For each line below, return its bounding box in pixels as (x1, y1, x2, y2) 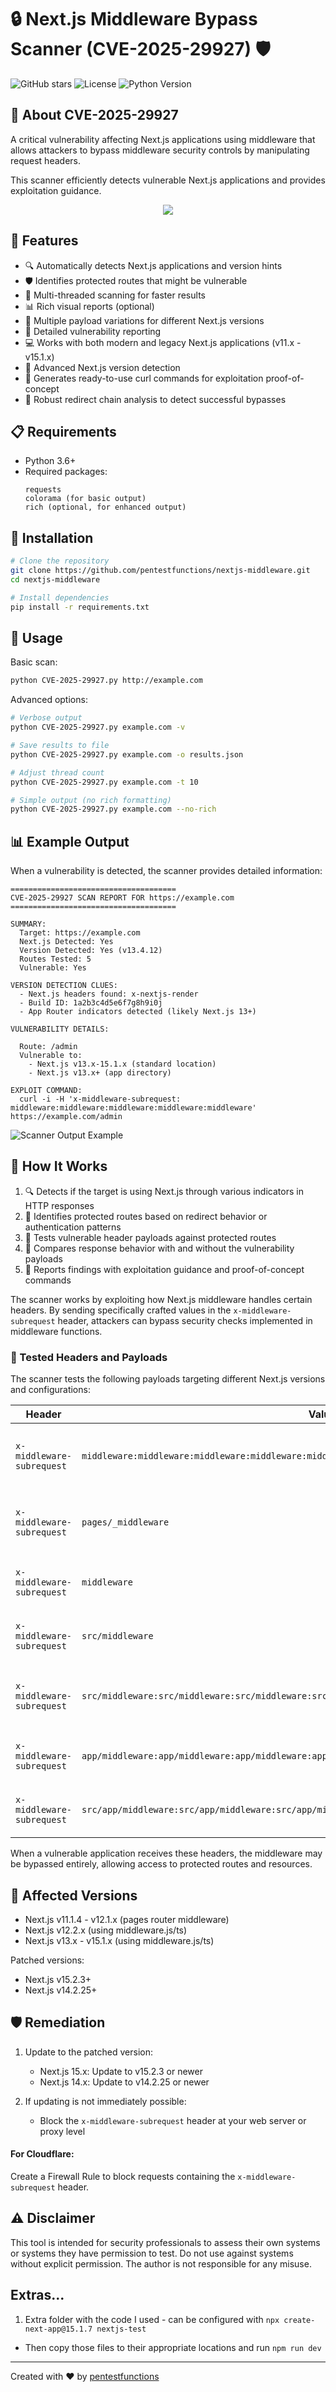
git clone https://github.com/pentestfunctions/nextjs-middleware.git (10, 566, 311, 576)
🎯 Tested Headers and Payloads (10, 1350, 168, 1364)
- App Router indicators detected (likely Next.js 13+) (19, 1007, 257, 1017)
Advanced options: (10, 694, 88, 706)
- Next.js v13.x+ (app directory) (28, 1068, 172, 1078)
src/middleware (81, 1631, 154, 1642)
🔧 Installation (10, 529, 94, 546)
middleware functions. (10, 1325, 103, 1337)
